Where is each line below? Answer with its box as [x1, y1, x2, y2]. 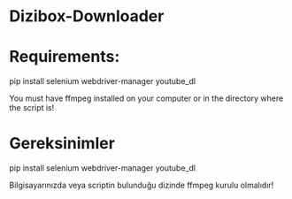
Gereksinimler [9, 134, 115, 154]
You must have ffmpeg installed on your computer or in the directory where [9, 93, 284, 103]
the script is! [9, 103, 55, 113]
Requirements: [9, 47, 120, 67]
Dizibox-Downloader [9, 6, 165, 27]
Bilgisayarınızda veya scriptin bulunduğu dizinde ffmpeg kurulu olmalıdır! [9, 180, 274, 191]
